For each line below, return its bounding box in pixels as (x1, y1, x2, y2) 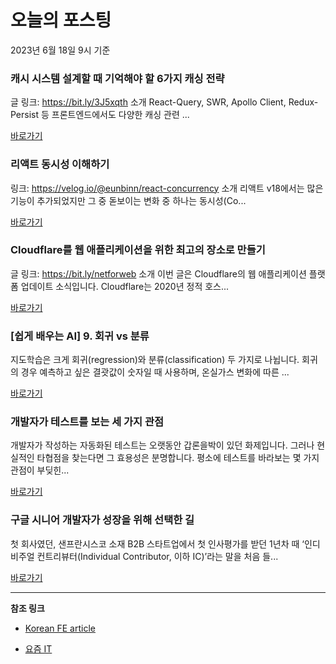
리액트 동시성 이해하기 (10, 157, 110, 171)
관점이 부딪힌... (10, 464, 70, 476)
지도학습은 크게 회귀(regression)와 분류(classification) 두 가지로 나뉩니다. (10, 354, 300, 366)
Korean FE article (24, 622, 96, 634)
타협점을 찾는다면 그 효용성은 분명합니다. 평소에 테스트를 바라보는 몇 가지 (36, 452, 320, 464)
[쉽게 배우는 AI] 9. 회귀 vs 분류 (10, 329, 150, 343)
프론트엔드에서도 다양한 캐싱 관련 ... (51, 109, 190, 121)
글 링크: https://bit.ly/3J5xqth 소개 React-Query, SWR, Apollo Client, (10, 96, 287, 108)
